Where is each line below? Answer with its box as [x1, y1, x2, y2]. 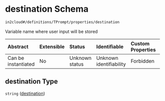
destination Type [5, 77, 58, 86]
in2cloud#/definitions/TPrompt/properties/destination [5, 20, 120, 25]
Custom [131, 40, 150, 47]
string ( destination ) [5, 90, 45, 96]
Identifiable [96, 43, 124, 50]
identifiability [96, 60, 126, 67]
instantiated [7, 60, 35, 67]
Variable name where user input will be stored [5, 28, 98, 34]
